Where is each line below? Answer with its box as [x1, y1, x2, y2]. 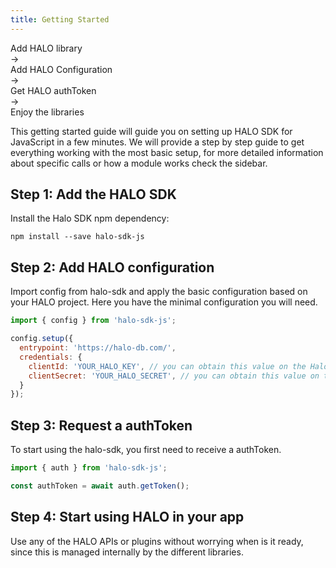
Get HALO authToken [10, 84, 97, 96]
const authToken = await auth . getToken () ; [10, 481, 190, 491]
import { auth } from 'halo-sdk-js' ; [10, 463, 168, 473]
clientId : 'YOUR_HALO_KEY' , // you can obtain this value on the [28, 361, 307, 371]
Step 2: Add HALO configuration [10, 259, 215, 276]
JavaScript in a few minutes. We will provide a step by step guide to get [10, 136, 305, 148]
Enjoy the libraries [10, 106, 85, 118]
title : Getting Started [10, 14, 110, 25]
